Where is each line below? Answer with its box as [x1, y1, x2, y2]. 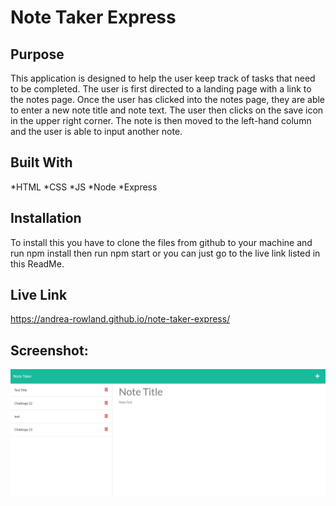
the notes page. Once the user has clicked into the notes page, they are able [10, 94, 326, 105]
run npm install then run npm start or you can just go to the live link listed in [10, 247, 321, 259]
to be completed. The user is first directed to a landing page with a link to [10, 83, 312, 95]
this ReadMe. [10, 257, 65, 270]
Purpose [10, 46, 65, 63]
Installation [10, 210, 82, 227]
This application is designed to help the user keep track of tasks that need [10, 72, 316, 84]
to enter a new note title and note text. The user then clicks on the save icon [10, 104, 324, 116]
